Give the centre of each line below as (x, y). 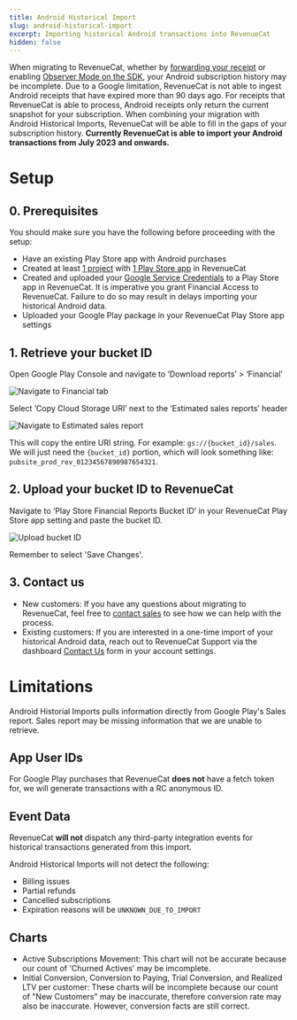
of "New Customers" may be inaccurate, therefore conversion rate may (152, 997)
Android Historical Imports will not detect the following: (109, 864)
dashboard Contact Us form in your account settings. (119, 650)
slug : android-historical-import (71, 26)
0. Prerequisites (54, 210)
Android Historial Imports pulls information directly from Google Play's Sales (148, 711)
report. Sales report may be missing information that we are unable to (136, 720)
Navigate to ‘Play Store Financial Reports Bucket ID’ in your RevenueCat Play (148, 510)
